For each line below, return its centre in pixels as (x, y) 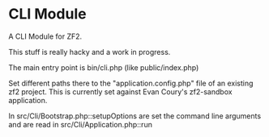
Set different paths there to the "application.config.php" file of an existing (131, 83)
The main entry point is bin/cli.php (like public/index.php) (104, 67)
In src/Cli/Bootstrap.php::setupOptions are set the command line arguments (135, 116)
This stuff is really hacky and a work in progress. (90, 52)
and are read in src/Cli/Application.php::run (80, 124)
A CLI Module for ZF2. (45, 36)
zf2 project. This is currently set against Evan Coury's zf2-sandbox (120, 91)
